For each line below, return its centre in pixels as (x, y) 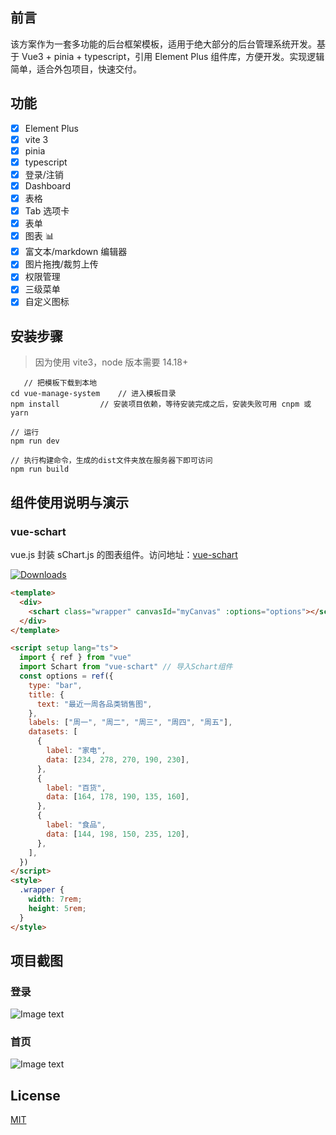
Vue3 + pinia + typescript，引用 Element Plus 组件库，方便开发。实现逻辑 (173, 56)
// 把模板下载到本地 (60, 383)
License (35, 1095)
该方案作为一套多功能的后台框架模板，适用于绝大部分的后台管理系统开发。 (163, 44)
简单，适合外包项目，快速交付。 (76, 69)
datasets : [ (53, 732)
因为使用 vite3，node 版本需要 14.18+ (111, 362)
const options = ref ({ (66, 676)
